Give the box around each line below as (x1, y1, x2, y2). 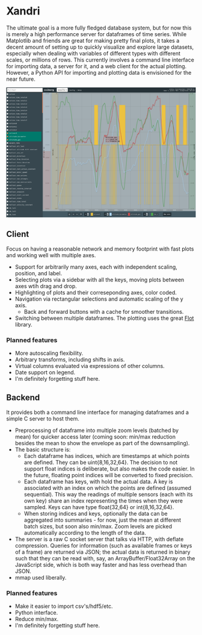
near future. (6, 75, 36, 83)
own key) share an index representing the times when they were (23, 497, 183, 504)
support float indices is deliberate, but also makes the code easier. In (23, 465, 195, 472)
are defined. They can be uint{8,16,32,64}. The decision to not (23, 458, 178, 466)
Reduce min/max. (14, 616, 59, 623)
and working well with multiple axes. (6, 251, 96, 258)
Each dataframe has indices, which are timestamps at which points (23, 452, 190, 459)
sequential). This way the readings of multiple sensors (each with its (23, 490, 194, 498)
